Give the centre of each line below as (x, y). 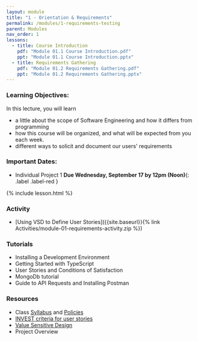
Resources (22, 299)
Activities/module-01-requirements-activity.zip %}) (79, 229)
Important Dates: (32, 161)
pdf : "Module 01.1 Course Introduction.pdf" (74, 52)
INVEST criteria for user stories (54, 319)
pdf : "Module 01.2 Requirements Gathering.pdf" (78, 68)
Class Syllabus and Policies (49, 312)
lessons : (17, 40)
